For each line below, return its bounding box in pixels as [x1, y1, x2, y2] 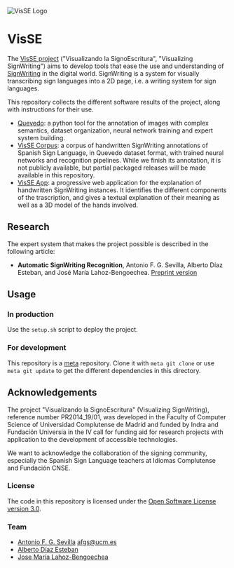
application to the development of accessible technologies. [7, 435, 178, 443]
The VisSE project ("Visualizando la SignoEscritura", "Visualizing [7, 54, 193, 62]
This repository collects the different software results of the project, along [7, 97, 221, 106]
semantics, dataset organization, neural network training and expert [17, 126, 214, 135]
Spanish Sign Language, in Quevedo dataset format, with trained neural [17, 148, 224, 157]
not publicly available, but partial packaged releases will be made [17, 163, 207, 172]
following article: [7, 247, 55, 255]
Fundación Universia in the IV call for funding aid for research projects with [7, 428, 224, 436]
